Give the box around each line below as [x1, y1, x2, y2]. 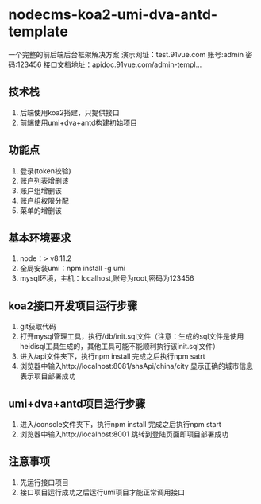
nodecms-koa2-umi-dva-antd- [8, 6, 218, 24]
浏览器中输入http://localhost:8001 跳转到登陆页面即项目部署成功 [19, 429, 228, 439]
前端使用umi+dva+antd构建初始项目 [19, 118, 137, 127]
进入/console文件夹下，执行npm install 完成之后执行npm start [19, 420, 222, 428]
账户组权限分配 [19, 196, 69, 205]
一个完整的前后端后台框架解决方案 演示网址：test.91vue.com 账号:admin [8, 49, 244, 59]
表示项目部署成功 [19, 371, 76, 381]
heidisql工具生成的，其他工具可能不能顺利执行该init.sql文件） [19, 342, 220, 351]
